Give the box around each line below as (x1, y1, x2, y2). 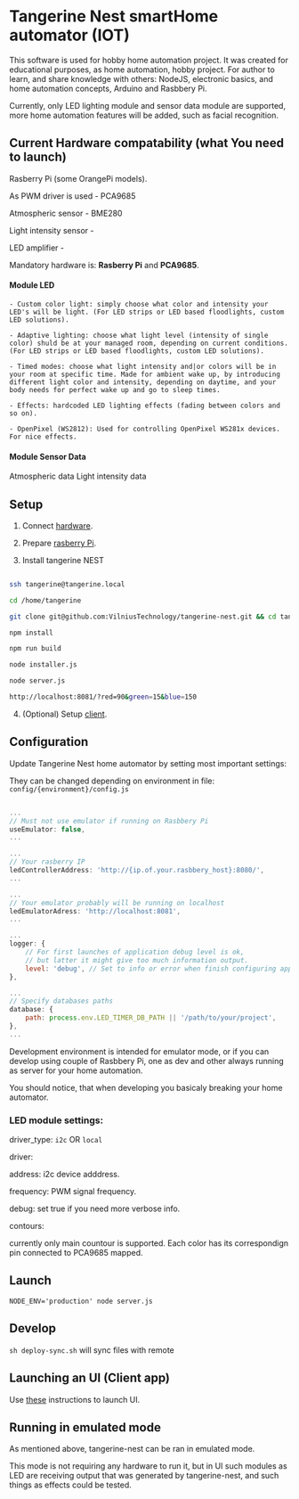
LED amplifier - (9, 242, 65, 253)
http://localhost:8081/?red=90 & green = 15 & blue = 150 (9, 692, 198, 701)
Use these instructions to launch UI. (9, 1394, 141, 1405)
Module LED (9, 280, 55, 291)
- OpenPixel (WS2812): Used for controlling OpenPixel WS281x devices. (9, 424, 280, 433)
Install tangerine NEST (21, 554, 105, 565)
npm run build (9, 644, 62, 653)
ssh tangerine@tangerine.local (9, 579, 125, 589)
